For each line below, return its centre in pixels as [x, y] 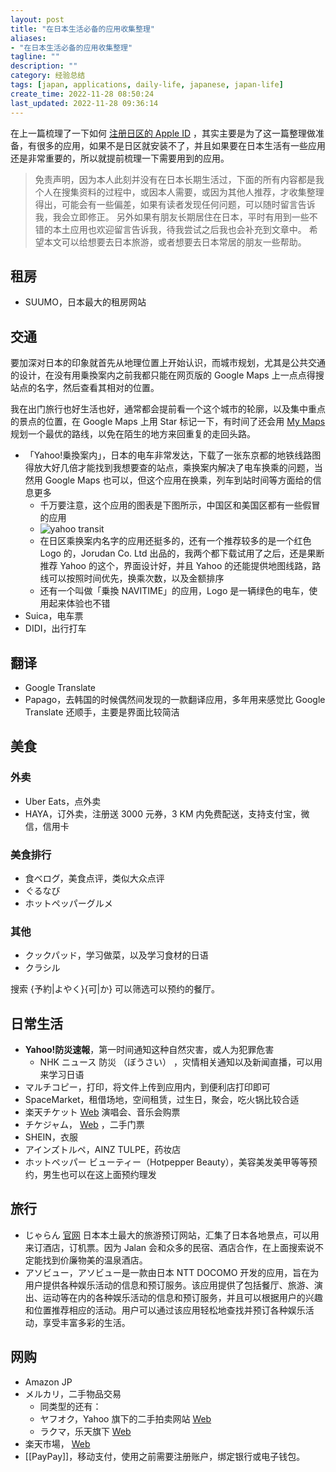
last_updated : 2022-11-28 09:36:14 [84, 103]
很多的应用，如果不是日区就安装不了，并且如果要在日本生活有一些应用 [181, 145]
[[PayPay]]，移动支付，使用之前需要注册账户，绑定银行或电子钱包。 [165, 1456]
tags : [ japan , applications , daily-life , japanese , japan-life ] [147, 85]
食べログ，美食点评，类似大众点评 [94, 878]
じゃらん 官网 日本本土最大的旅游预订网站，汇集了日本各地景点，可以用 [172, 1235]
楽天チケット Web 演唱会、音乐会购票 [102, 1112]
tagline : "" [35, 57]
